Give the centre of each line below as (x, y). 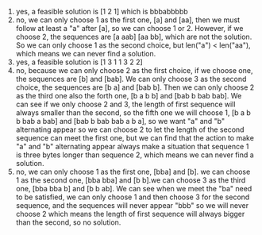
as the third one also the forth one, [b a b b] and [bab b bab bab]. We (129, 96)
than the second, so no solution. (68, 222)
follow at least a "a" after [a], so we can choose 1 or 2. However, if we (129, 28)
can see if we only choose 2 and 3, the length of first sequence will (125, 104)
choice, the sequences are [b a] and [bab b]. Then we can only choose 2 (135, 87)
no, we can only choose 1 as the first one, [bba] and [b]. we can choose (133, 171)
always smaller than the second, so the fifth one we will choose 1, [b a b (133, 113)
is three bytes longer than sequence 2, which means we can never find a (135, 155)
